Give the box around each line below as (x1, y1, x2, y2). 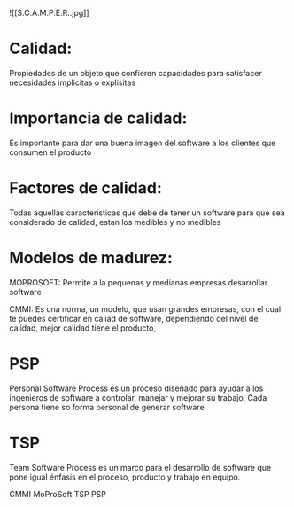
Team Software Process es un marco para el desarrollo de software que (9, 462, 272, 472)
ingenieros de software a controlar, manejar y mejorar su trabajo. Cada (9, 392, 267, 402)
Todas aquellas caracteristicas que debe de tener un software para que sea (9, 207, 285, 218)
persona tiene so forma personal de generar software (9, 402, 205, 412)
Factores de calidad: (9, 178, 162, 199)
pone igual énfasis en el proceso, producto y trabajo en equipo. (9, 472, 241, 482)
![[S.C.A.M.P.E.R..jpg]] (9, 8, 90, 18)
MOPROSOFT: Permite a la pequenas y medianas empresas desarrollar (9, 277, 268, 287)
